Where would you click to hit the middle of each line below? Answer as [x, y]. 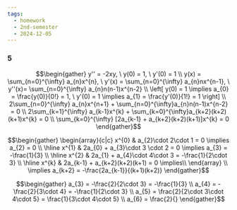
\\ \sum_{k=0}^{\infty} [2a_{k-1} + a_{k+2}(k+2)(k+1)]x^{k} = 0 [140, 119]
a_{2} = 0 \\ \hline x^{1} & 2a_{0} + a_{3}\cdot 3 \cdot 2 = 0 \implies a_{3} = [119, 147]
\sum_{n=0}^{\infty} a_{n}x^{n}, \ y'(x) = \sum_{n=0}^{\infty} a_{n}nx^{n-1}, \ [119, 81]
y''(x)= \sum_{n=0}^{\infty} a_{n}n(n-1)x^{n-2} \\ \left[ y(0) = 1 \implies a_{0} [119, 88]
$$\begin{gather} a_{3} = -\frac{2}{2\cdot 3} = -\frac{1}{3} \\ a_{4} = [116, 184]
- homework [30, 21]
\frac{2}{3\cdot [36, 191]
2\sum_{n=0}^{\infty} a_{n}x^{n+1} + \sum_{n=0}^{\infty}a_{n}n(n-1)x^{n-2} [119, 104]
